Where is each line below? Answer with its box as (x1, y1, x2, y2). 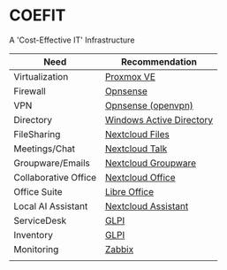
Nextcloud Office (104, 171, 176, 183)
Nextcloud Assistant (104, 200, 189, 212)
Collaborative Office (13, 171, 97, 183)
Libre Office (104, 185, 155, 197)
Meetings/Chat (13, 143, 76, 155)
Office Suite (13, 185, 64, 197)
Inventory (13, 228, 53, 241)
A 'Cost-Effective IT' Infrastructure (9, 35, 135, 45)
